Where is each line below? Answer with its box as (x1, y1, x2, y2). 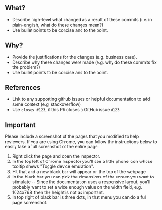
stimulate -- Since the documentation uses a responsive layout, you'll (12, 179, 151, 185)
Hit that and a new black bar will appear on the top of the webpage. (12, 169, 147, 175)
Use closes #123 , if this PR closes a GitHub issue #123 (12, 107, 120, 113)
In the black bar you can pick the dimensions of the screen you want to (12, 174, 154, 180)
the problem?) (12, 64, 40, 70)
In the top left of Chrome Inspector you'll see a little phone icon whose (12, 159, 153, 164)
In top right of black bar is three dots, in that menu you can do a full (12, 194, 147, 200)
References (5, 83, 41, 92)
